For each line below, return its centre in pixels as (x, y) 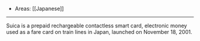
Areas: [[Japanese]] (39, 9)
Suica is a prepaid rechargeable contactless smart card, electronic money (97, 26)
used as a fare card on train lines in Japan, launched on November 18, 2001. (99, 32)
